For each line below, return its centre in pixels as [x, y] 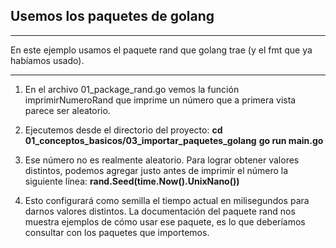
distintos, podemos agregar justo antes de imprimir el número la [156, 170]
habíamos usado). [47, 60]
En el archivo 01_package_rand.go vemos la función [132, 89]
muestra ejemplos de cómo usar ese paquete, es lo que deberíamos [165, 221]
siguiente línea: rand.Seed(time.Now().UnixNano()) [132, 181]
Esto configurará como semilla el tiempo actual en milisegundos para [167, 200]
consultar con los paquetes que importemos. [117, 232]
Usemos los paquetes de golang [112, 16]
